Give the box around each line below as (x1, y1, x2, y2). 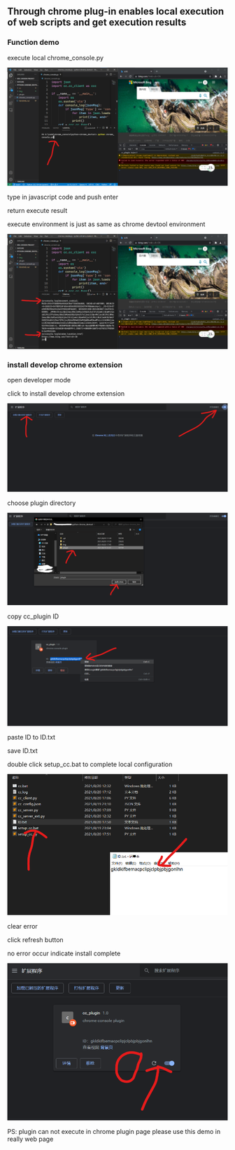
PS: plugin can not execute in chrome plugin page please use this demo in (7, 1127, 221, 1135)
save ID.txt (7, 746, 38, 755)
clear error (7, 922, 38, 930)
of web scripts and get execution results (7, 17, 187, 29)
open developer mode (7, 376, 71, 385)
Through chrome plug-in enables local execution (7, 6, 225, 18)
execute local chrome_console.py (7, 53, 104, 62)
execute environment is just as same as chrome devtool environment (7, 220, 206, 228)
